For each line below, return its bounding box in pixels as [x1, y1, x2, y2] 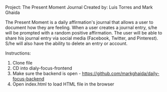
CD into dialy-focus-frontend [12, 65, 73, 71]
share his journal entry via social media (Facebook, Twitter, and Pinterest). [5, 35, 158, 41]
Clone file [12, 60, 33, 65]
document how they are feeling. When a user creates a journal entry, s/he [5, 24, 157, 30]
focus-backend [12, 76, 45, 81]
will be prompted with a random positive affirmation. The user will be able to [5, 30, 162, 35]
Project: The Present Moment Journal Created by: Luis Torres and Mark [5, 4, 153, 10]
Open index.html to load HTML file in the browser [12, 81, 114, 87]
